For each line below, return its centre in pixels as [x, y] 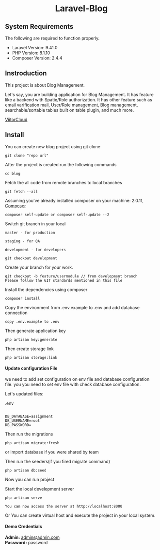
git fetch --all [21, 191]
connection [16, 313]
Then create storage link [30, 349]
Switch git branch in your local [35, 224]
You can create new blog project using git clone [53, 146]
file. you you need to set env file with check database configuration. [73, 384]
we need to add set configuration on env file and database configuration [77, 379]
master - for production [30, 233]
